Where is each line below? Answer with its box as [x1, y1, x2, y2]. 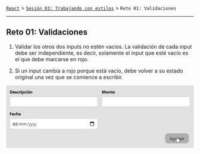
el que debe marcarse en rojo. [14, 55, 89, 62]
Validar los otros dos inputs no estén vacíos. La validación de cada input [14, 43, 192, 50]
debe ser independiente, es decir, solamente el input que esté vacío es [14, 49, 189, 56]
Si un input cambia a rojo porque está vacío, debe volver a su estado [14, 67, 183, 74]
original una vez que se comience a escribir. [14, 73, 123, 80]
